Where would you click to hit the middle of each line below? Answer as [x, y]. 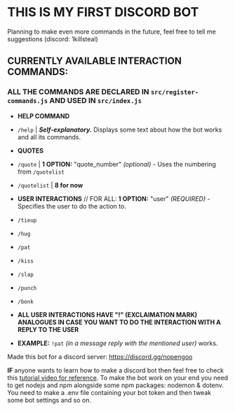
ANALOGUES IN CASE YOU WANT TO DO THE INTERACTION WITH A [119, 322]
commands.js [28, 101]
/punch [27, 288]
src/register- [175, 92]
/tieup [27, 220]
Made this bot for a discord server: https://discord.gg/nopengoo [100, 356]
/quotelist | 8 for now [50, 185]
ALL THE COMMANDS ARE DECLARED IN [78, 92]
